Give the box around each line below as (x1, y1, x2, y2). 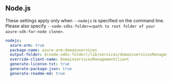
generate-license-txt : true (10, 62, 70, 67)
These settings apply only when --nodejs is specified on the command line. (5, 17, 165, 23)
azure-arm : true (10, 43, 45, 48)
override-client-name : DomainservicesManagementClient (10, 57, 130, 62)
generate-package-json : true (10, 66, 72, 71)
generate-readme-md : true (10, 71, 66, 76)
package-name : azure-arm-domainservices (10, 48, 97, 53)
